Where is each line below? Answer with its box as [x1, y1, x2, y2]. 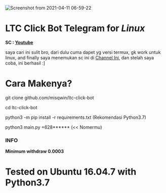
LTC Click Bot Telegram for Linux [5, 23, 145, 34]
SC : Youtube [5, 39, 33, 45]
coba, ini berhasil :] [5, 60, 46, 66]
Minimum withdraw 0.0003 [5, 148, 64, 154]
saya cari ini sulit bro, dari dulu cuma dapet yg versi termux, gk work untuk [5, 49, 161, 55]
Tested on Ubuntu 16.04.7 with [5, 166, 137, 178]
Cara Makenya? [5, 78, 72, 89]
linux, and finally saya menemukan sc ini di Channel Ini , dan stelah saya [5, 54, 154, 60]
